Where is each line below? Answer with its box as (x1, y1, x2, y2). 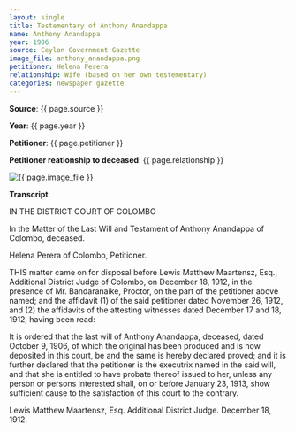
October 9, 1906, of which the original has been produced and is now (9, 340, 261, 351)
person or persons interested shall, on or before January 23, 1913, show (9, 378, 271, 389)
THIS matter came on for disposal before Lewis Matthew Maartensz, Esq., (9, 266, 278, 277)
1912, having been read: (9, 313, 95, 324)
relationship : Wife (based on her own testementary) (9, 71, 208, 80)
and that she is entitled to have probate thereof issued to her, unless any (9, 368, 272, 379)
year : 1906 (9, 37, 49, 47)
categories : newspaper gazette (9, 79, 125, 88)
